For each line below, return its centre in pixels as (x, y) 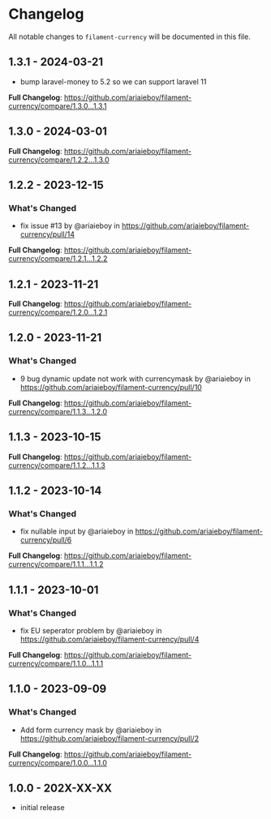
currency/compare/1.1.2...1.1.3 (57, 465)
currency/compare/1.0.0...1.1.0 (58, 762)
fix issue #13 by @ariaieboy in (70, 226)
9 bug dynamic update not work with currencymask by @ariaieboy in (135, 379)
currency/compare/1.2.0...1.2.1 (58, 312)
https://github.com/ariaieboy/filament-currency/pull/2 (110, 738)
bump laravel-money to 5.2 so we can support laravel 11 (113, 81)
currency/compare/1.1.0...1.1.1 (56, 663)
